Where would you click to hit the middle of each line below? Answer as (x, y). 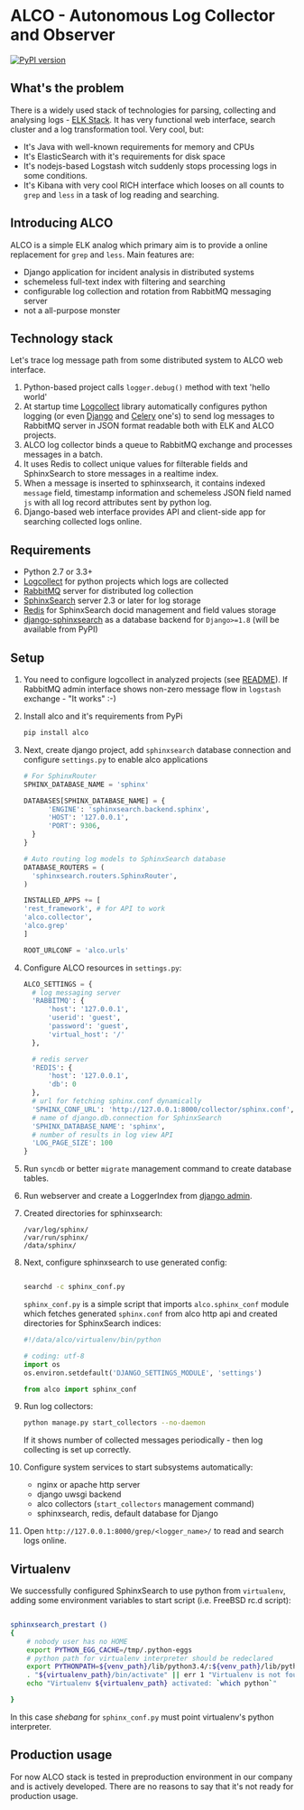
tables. (36, 1178)
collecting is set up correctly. (77, 1450)
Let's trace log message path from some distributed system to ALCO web (147, 360)
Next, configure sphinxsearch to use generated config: (125, 1262)
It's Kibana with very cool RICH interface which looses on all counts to (154, 185)
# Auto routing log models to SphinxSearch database (124, 859)
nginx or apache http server (88, 1485)
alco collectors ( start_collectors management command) (146, 1504)
